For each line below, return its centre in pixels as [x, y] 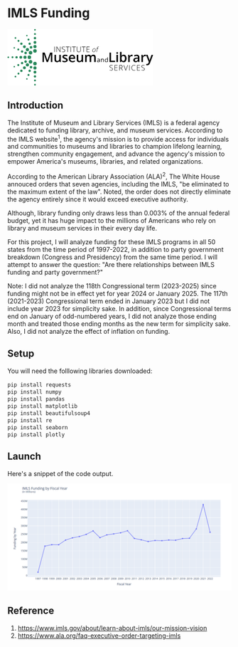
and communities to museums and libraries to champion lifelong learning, [115, 147]
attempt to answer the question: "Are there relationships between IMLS [111, 265]
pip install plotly [36, 435]
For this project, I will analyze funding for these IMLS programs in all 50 [112, 242]
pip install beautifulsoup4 [49, 413]
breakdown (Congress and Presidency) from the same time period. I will [113, 257]
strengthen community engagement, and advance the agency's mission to [116, 154]
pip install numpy [34, 392]
